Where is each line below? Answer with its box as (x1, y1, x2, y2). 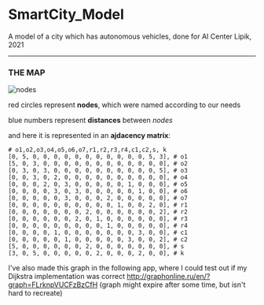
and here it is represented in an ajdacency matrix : (8, 131, 171, 140)
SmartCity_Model (8, 6, 124, 24)
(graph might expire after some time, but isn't (99, 280, 246, 289)
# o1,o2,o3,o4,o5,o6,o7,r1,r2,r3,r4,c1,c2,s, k (8, 146, 167, 154)
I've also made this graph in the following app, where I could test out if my (8, 263, 247, 273)
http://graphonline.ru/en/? (126, 272, 211, 281)
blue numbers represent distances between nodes (8, 116, 173, 125)
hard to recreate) (8, 288, 63, 298)
